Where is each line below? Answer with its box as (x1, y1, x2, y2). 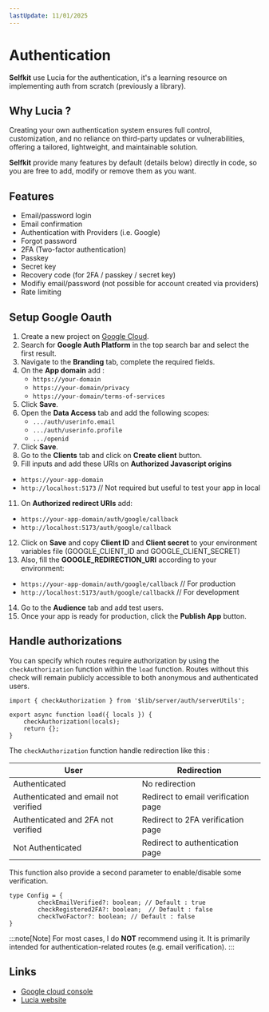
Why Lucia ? (9, 104, 72, 118)
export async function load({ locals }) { (9, 711, 152, 719)
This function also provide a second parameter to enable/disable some (9, 867, 242, 877)
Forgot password (20, 237, 77, 246)
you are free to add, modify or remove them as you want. (9, 166, 196, 176)
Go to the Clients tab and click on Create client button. (20, 451, 203, 460)
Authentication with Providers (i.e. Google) (20, 228, 160, 237)
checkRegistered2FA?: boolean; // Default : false (38, 905, 214, 914)
